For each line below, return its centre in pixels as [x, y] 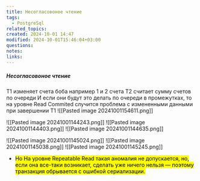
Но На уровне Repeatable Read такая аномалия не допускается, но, [102, 158]
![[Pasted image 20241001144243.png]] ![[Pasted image [76, 122]
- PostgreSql [28, 23]
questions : [20, 46]
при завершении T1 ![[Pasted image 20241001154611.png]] [80, 110]
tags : [13, 17]
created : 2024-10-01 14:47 [40, 34]
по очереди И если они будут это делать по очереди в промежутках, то [99, 98]
